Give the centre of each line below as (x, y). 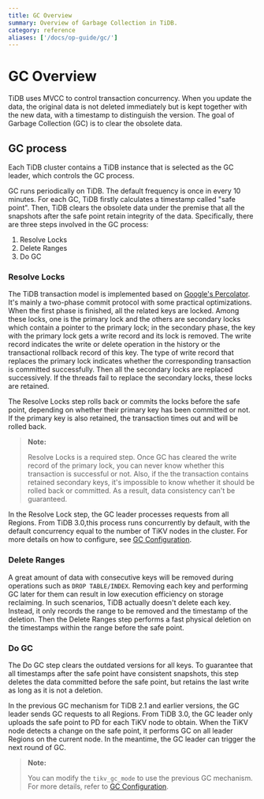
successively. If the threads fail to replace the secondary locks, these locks (130, 378)
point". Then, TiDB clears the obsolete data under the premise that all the (126, 207)
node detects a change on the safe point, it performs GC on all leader (121, 730)
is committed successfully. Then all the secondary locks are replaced (121, 370)
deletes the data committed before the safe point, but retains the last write (129, 681)
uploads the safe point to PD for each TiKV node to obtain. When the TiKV (128, 722)
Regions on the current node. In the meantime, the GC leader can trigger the (132, 739)
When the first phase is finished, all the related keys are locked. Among (124, 311)
